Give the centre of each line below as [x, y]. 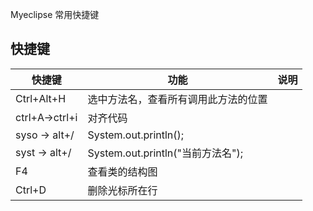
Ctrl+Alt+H [41, 98]
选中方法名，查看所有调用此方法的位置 [177, 99]
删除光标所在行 [122, 190]
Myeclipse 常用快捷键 [55, 14]
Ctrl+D [31, 190]
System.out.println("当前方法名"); [165, 153]
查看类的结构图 [122, 171]
